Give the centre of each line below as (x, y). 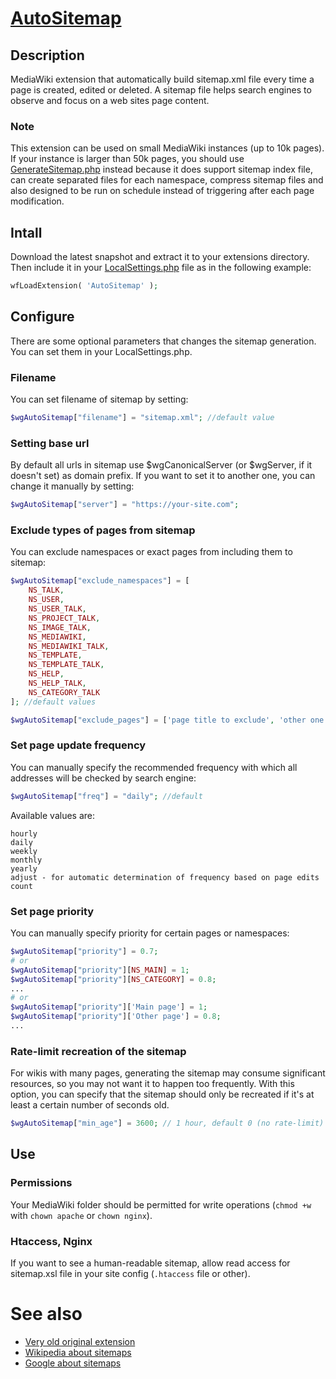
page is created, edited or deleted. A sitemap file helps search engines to (161, 90)
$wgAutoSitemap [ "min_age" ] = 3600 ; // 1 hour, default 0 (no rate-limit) (167, 1123)
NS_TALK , (46, 590)
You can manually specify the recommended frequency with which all (154, 767)
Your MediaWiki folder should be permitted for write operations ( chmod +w (161, 1204)
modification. (37, 201)
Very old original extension (80, 1341)
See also (46, 1314)
